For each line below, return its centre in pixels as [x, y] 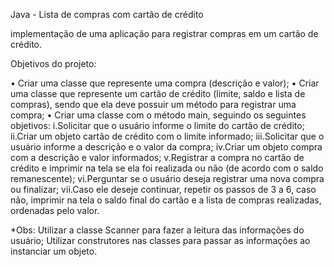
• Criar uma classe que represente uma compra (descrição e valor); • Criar [165, 83]
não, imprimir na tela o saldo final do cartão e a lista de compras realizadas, [166, 200]
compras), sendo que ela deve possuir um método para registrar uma [153, 104]
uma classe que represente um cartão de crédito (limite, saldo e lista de [158, 93]
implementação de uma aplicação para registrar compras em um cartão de [164, 33]
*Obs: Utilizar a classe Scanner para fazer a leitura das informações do [157, 230]
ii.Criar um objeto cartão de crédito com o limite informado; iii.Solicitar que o [167, 136]
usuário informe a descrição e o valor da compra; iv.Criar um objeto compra [166, 147]
